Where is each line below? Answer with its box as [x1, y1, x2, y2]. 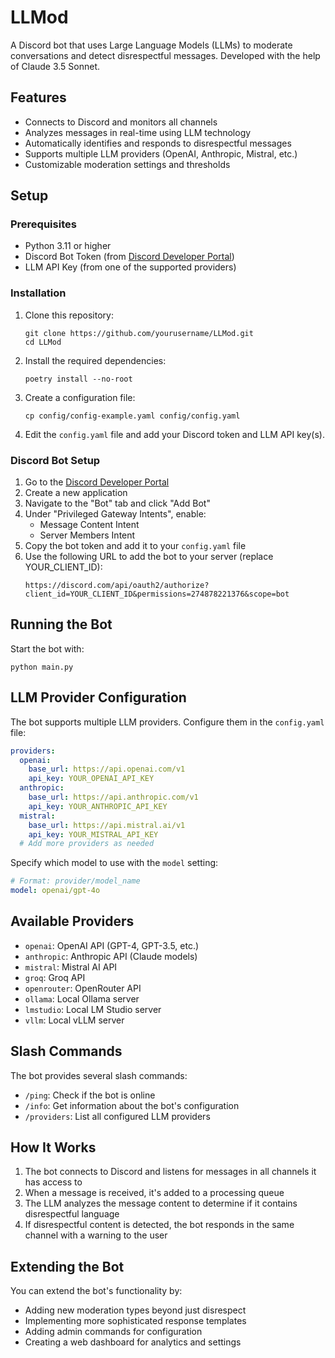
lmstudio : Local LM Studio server [24, 1003, 162, 1015]
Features [10, 89, 67, 106]
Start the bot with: [10, 642, 85, 655]
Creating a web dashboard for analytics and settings [24, 1336, 242, 1348]
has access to [24, 1176, 83, 1188]
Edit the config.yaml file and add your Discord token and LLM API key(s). [24, 428, 325, 440]
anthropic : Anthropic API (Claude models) [24, 950, 198, 962]
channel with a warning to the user [24, 1229, 168, 1241]
